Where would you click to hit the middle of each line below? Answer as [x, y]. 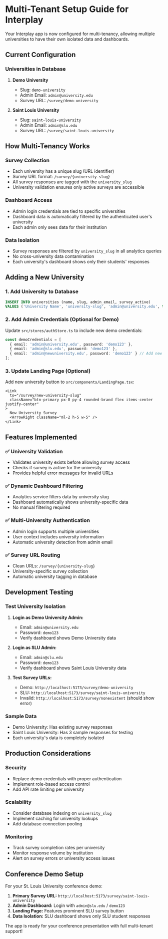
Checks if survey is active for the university [57, 467]
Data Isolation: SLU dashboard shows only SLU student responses [81, 916]
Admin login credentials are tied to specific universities [69, 211]
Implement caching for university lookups [55, 818]
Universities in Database [35, 69]
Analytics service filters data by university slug [60, 497]
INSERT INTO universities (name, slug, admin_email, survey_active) [78, 302]
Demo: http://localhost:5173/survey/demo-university [76, 687]
